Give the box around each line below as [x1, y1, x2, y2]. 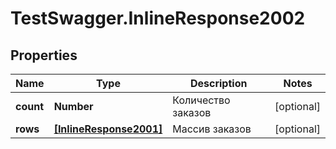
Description [189, 77, 248, 90]
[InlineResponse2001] [53, 122, 163, 136]
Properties [10, 47, 78, 64]
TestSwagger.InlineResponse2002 [10, 7, 306, 30]
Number [53, 100, 94, 113]
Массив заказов [172, 122, 252, 136]
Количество [172, 93, 231, 107]
